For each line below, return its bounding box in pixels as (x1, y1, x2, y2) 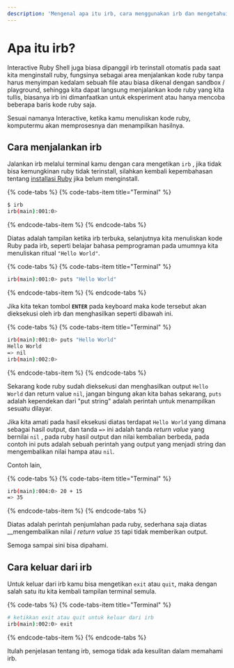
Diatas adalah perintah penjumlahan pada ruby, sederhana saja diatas (7, 520, 208, 529)
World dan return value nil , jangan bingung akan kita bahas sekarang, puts (7, 389, 221, 398)
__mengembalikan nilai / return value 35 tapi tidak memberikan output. (7, 527, 208, 536)
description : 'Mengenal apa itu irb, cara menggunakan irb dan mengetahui (7, 10, 229, 17)
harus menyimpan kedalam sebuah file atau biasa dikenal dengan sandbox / (7, 78, 225, 86)
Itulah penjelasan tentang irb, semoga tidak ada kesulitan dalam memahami (7, 646, 223, 655)
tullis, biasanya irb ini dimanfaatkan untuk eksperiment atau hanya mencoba (7, 93, 225, 101)
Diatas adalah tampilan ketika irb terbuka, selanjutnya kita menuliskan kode (7, 234, 223, 242)
